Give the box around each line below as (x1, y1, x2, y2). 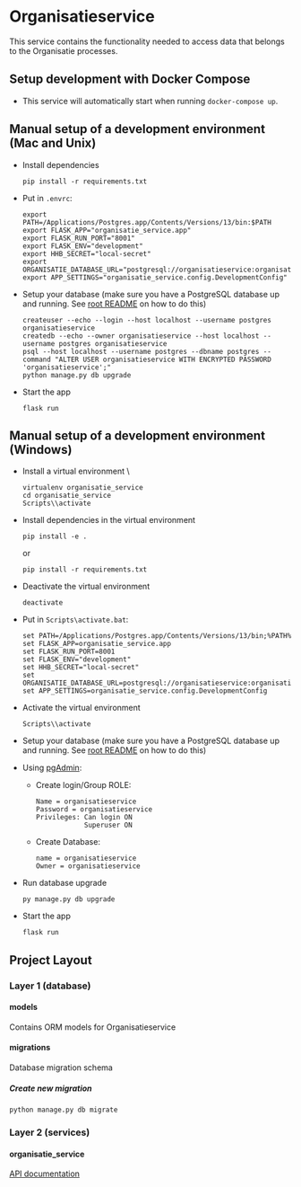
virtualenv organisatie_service (21, 483, 143, 492)
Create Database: (35, 837, 101, 847)
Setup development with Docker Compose (9, 72, 251, 87)
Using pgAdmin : (21, 762, 82, 774)
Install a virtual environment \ (21, 465, 130, 477)
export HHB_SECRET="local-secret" (21, 249, 151, 258)
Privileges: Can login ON (35, 813, 133, 822)
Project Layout (9, 952, 92, 968)
